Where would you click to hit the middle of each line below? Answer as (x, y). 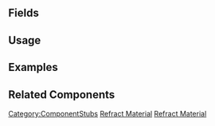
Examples (33, 67)
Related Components (62, 94)
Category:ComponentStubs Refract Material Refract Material (107, 113)
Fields (24, 13)
